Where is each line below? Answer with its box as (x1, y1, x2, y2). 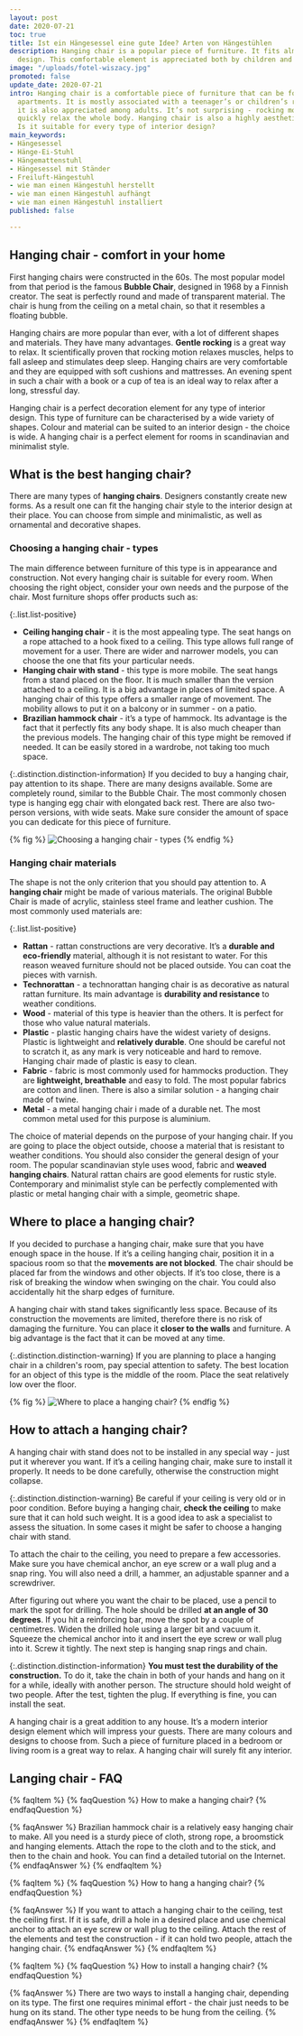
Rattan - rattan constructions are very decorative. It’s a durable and (22, 940, 275, 951)
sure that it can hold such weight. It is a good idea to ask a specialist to (9, 1512, 273, 1522)
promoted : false (9, 72, 70, 81)
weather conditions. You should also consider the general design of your (9, 1150, 280, 1161)
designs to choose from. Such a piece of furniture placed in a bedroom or (9, 1735, 283, 1746)
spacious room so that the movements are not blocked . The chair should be (9, 1257, 294, 1268)
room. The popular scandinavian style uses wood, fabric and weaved (9, 1159, 268, 1170)
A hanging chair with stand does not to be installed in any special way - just (9, 1446, 290, 1458)
